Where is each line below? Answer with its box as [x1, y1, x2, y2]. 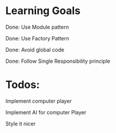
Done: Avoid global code [5, 46, 65, 53]
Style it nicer [5, 120, 36, 127]
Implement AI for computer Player [5, 108, 87, 115]
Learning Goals [5, 4, 81, 18]
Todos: [5, 78, 40, 91]
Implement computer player [5, 97, 72, 104]
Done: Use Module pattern [5, 23, 69, 30]
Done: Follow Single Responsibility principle [5, 57, 110, 64]
